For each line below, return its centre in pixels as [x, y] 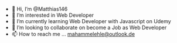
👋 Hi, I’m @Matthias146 [40, 9]
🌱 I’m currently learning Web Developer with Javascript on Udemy [91, 21]
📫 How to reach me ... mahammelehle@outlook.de [73, 34]
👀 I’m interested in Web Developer [53, 15]
